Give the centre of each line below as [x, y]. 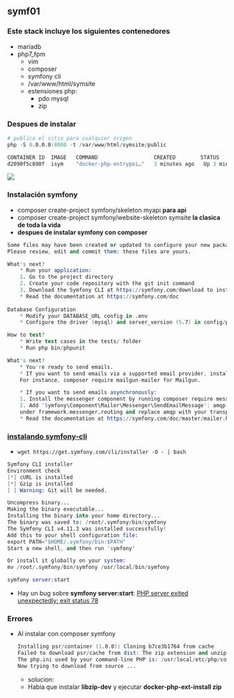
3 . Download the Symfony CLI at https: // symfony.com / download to [117, 290]
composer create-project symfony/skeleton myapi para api [102, 210]
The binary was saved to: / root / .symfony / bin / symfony [87, 522]
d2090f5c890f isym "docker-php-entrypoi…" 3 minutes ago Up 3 [112, 164]
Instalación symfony [42, 195]
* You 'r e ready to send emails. [67, 367]
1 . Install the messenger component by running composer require [117, 399]
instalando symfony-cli [47, 437]
